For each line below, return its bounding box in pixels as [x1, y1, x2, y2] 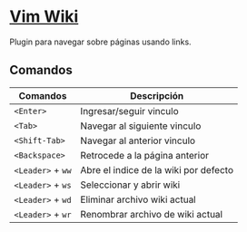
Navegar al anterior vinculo [80, 134, 196, 147]
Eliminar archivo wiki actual [80, 193, 197, 206]
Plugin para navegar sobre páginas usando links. [9, 36, 193, 47]
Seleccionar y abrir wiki [80, 179, 181, 191]
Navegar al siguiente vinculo [80, 120, 202, 132]
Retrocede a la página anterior [80, 149, 210, 161]
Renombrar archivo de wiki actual [80, 208, 223, 220]
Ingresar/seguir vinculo [80, 104, 179, 117]
